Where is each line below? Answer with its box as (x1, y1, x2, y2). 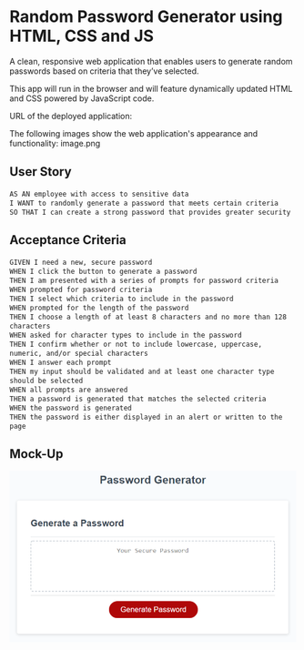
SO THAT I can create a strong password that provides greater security (9, 208, 291, 217)
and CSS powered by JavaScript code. (9, 93, 155, 104)
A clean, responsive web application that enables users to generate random (9, 56, 293, 66)
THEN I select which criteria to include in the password (9, 294, 234, 303)
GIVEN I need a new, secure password (9, 258, 153, 267)
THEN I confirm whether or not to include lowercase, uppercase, (9, 340, 262, 349)
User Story (9, 164, 72, 179)
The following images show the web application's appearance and (9, 127, 258, 138)
